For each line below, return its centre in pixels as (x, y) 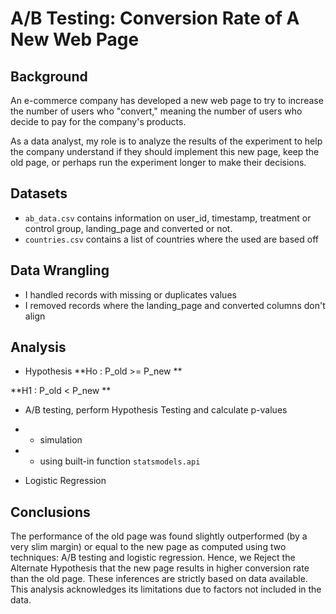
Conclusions (50, 512)
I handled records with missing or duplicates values (130, 294)
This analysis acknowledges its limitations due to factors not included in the (166, 589)
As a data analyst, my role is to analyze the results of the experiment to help (166, 141)
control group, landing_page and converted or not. (128, 228)
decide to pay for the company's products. (98, 121)
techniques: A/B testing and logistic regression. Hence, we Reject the (153, 558)
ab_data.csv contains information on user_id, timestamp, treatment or (168, 218)
